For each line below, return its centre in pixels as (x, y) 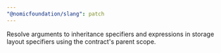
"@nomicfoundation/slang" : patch (56, 14)
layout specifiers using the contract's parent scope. (81, 41)
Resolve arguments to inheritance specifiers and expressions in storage (110, 34)
